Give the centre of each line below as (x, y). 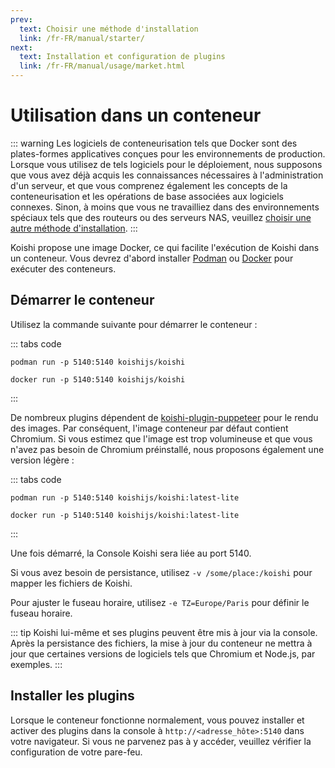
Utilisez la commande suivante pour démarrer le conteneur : (134, 324)
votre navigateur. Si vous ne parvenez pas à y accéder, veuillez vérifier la (161, 741)
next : (21, 47)
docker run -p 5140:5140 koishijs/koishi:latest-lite (125, 515)
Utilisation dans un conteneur (136, 115)
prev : (21, 19)
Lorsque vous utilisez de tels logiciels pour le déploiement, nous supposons (166, 164)
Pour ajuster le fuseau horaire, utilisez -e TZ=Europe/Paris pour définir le (160, 602)
